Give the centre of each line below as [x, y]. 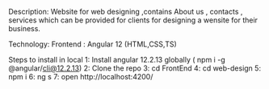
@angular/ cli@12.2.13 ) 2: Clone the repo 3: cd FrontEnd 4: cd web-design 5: [134, 68]
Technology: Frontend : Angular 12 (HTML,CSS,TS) [93, 44]
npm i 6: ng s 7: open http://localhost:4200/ [81, 77]
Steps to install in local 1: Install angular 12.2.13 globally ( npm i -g [117, 60]
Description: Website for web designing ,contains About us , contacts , [126, 12]
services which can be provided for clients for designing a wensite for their [133, 20]
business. [24, 28]
